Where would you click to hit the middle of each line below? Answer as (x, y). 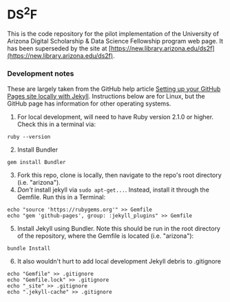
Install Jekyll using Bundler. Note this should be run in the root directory (118, 228)
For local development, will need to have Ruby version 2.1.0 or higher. (115, 117)
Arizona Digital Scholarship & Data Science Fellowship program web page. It (115, 41)
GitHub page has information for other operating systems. (89, 103)
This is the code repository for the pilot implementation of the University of (113, 34)
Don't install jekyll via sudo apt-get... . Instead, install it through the (113, 190)
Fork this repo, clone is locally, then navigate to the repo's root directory (119, 175)
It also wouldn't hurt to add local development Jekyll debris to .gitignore (119, 261)
